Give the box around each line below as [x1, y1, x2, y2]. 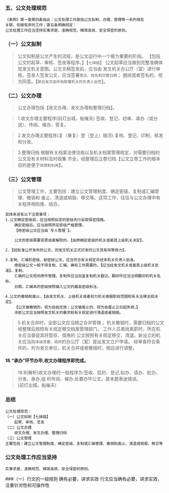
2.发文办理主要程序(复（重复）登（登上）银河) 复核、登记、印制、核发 [17, 132, 163, 138]
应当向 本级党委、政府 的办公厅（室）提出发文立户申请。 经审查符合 [22, 338, 156, 344]
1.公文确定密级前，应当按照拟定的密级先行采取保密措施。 [5, 217, 107, 223]
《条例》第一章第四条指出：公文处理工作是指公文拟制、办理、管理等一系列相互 [5, 17, 144, 22]
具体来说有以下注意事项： [5, 212, 50, 217]
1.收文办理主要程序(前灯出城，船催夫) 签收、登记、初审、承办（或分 [17, 115, 158, 121]
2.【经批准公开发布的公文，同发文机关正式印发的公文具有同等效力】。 [5, 248, 128, 253]
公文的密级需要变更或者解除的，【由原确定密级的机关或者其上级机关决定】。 [14, 238, 146, 243]
